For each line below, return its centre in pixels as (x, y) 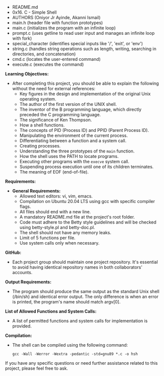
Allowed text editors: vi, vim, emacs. (56, 196)
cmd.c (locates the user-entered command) (56, 59)
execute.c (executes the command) (48, 64)
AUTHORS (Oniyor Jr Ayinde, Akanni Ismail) (56, 17)
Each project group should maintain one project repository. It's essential (85, 262)
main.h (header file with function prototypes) (57, 23)
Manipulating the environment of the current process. (74, 135)
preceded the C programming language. (60, 114)
